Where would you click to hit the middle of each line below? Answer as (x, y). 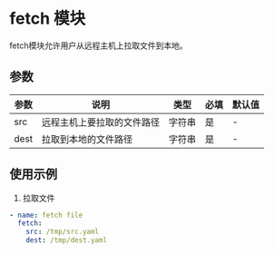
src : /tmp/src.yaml (63, 232)
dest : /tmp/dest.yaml (66, 240)
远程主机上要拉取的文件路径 (101, 122)
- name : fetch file (46, 215)
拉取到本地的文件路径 (87, 139)
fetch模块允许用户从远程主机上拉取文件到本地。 (98, 45)
